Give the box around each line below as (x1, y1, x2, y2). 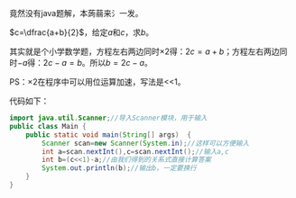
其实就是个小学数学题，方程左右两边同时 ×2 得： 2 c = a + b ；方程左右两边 (9, 46, 280, 57)
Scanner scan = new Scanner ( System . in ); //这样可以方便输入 (42, 139, 250, 148)
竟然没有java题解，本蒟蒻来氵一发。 (9, 8, 143, 18)
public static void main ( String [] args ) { (25, 130, 192, 139)
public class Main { (9, 121, 88, 130)
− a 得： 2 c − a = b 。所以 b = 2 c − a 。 (17, 58, 153, 67)
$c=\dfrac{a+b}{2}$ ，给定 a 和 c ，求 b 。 (9, 27, 154, 38)
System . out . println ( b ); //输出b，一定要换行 (42, 164, 197, 173)
